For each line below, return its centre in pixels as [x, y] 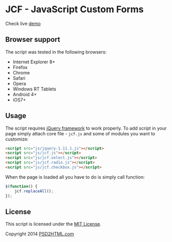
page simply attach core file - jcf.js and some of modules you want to [80, 133]
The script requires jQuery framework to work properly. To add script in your [86, 128]
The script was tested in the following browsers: [56, 52]
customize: [17, 139]
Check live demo [23, 23]
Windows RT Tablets [34, 89]
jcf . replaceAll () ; [34, 191]
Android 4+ [25, 94]
